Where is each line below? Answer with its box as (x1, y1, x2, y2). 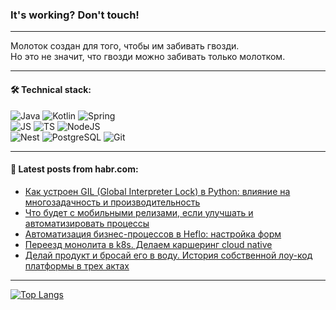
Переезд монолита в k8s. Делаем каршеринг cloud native (24, 238, 273, 250)
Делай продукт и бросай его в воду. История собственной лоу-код (24, 249, 313, 261)
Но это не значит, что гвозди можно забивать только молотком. (10, 51, 286, 63)
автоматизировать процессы (24, 217, 150, 229)
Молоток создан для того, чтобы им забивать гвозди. (10, 40, 240, 52)
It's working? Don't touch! (10, 8, 140, 22)
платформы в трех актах (24, 259, 130, 272)
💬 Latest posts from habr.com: (10, 163, 139, 175)
